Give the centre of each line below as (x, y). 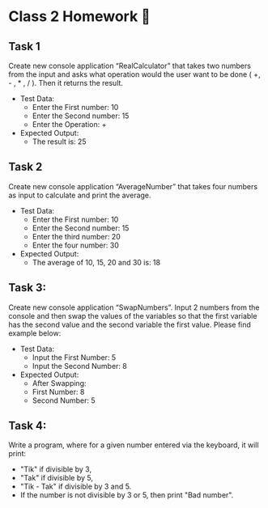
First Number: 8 (58, 392)
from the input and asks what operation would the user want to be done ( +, (134, 74)
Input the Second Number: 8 (79, 366)
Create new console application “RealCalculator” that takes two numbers (130, 66)
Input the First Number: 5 (74, 357)
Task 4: (28, 426)
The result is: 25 (59, 142)
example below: (35, 333)
